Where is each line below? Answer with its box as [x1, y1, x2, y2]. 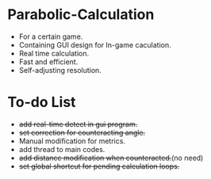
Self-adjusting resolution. [18, 65, 102, 74]
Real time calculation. [18, 48, 90, 58]
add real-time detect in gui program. [18, 119, 138, 128]
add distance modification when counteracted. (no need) [18, 153, 204, 162]
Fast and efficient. [18, 57, 79, 67]
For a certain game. [18, 32, 83, 41]
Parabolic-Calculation [7, 6, 155, 24]
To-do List [7, 93, 76, 112]
